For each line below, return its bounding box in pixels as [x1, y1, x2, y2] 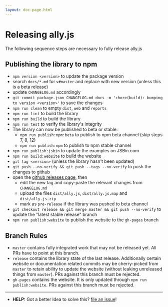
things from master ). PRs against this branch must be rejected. [12, 271, 141, 277]
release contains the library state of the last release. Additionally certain [12, 255, 161, 261]
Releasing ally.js [5, 29, 74, 40]
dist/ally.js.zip [19, 196, 56, 202]
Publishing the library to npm [5, 60, 97, 68]
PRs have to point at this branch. [12, 250, 79, 256]
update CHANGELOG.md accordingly [12, 89, 81, 95]
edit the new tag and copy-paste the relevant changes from [19, 180, 142, 186]
